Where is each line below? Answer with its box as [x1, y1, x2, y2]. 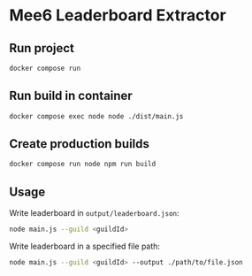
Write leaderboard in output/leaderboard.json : [9, 208, 179, 218]
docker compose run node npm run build [9, 160, 157, 169]
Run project [9, 41, 75, 56]
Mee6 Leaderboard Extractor [9, 5, 227, 26]
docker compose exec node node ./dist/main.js [9, 111, 184, 120]
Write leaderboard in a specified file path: [9, 241, 161, 251]
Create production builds [9, 136, 150, 151]
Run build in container [9, 88, 133, 103]
